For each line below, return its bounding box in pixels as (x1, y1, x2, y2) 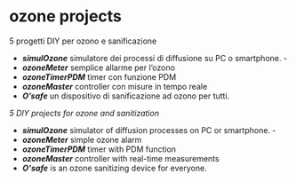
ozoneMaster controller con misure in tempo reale (21, 81, 208, 91)
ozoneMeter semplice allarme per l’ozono (21, 62, 176, 73)
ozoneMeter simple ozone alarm (21, 134, 142, 145)
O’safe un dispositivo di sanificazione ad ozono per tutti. (21, 91, 230, 101)
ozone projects (9, 6, 123, 27)
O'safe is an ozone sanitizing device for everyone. (21, 162, 207, 173)
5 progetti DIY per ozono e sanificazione (9, 36, 157, 46)
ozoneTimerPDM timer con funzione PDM (21, 71, 177, 82)
